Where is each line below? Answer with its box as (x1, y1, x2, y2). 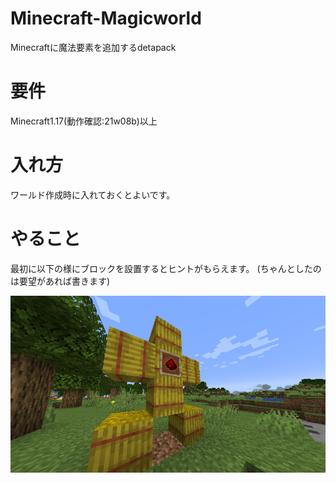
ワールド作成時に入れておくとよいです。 (10, 188, 176, 201)
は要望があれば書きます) (10, 275, 111, 287)
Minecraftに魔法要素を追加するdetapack (10, 41, 177, 53)
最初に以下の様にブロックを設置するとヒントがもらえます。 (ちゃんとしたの (10, 262, 322, 274)
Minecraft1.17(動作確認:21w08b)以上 (10, 115, 158, 127)
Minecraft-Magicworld (10, 7, 202, 30)
